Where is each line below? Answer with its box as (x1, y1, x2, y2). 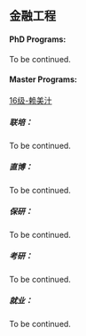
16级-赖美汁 (9, 94, 52, 105)
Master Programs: (9, 74, 78, 85)
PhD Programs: (9, 34, 66, 45)
